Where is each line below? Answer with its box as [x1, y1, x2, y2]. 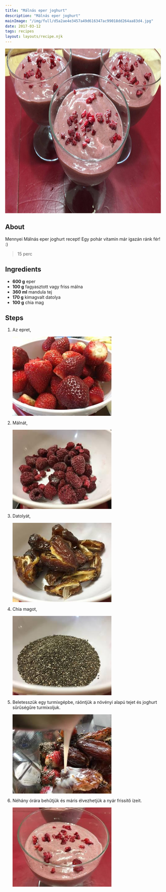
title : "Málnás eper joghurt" [5, 8, 68, 13]
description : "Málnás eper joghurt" [5, 13, 81, 18]
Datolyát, [12, 513, 31, 519]
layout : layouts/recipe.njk [5, 34, 63, 39]
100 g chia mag [12, 299, 44, 305]
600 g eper [12, 278, 36, 284]
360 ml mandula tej [12, 289, 52, 295]
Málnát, [12, 420, 28, 426]
